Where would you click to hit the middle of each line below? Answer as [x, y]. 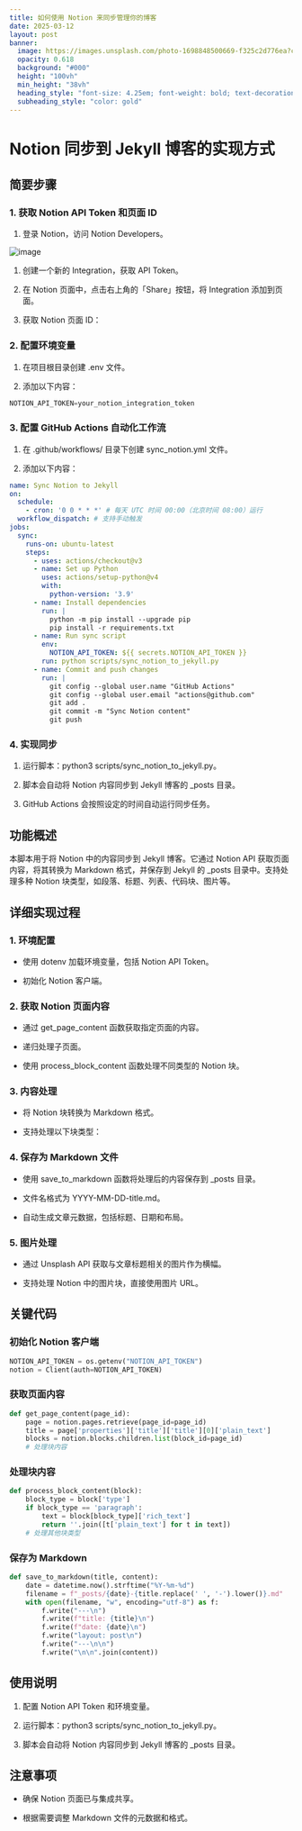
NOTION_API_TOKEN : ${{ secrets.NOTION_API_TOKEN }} [148, 653]
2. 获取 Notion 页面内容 [60, 1006]
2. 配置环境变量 [43, 346]
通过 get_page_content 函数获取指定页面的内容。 [113, 1028]
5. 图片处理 [33, 1242]
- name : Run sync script [80, 636]
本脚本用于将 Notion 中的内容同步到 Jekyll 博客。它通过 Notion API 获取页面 [149, 859]
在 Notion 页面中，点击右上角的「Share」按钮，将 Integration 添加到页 [152, 290]
